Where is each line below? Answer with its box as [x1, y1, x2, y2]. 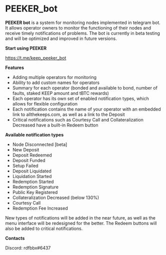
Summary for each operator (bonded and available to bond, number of [12, 84, 157, 90]
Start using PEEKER [5, 45, 46, 51]
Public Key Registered [12, 189, 58, 195]
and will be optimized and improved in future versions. [5, 35, 117, 41]
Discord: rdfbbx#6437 [5, 244, 51, 250]
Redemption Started [12, 178, 54, 184]
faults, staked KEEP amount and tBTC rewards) [12, 90, 109, 96]
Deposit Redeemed [12, 152, 52, 158]
